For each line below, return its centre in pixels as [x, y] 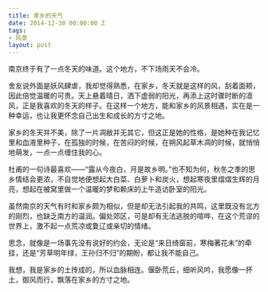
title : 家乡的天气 [36, 16]
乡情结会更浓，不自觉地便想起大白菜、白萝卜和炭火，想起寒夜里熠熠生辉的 [130, 179]
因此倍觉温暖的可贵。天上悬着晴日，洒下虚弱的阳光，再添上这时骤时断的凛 [130, 95]
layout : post [30, 45]
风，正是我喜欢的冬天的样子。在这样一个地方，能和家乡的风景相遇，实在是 [130, 106]
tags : [17, 30]
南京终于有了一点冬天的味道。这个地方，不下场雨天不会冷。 [106, 69]
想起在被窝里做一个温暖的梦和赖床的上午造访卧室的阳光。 [116, 189]
